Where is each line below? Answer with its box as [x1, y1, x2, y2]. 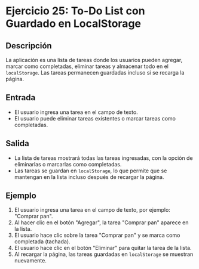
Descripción [5, 41, 52, 51]
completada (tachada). [14, 238, 71, 245]
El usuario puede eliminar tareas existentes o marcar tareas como [14, 115, 176, 122]
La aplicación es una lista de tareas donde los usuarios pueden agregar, [5, 57, 183, 63]
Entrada [5, 92, 36, 103]
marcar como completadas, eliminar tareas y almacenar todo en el [5, 63, 169, 70]
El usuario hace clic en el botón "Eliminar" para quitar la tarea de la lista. [14, 245, 192, 252]
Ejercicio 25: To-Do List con [5, 4, 145, 18]
